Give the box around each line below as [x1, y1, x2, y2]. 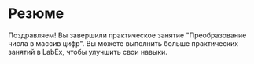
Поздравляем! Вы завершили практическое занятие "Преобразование [8, 30, 247, 40]
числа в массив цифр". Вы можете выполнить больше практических [8, 38, 238, 48]
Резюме [8, 5, 64, 23]
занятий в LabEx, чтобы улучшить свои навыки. [8, 47, 167, 56]
